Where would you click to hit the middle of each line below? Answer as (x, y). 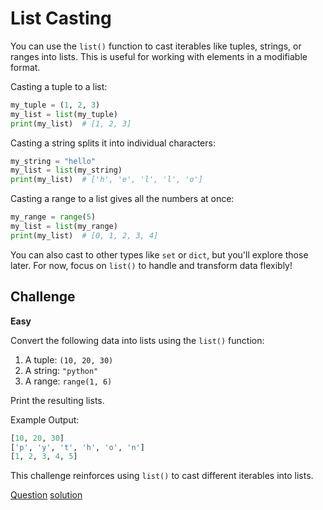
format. (25, 67)
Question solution (46, 495)
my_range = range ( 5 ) (53, 217)
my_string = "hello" (53, 161)
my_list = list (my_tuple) (64, 114)
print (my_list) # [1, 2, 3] (71, 123)
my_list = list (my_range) (64, 227)
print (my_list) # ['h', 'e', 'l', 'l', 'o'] (106, 180)
